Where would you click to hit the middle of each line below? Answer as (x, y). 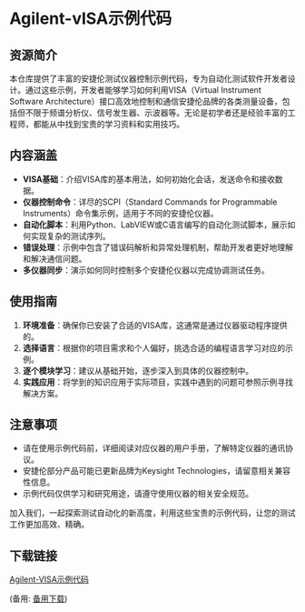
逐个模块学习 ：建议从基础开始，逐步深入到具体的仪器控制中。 (138, 370)
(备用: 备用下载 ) (39, 599)
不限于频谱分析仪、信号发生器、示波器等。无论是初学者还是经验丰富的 (156, 113)
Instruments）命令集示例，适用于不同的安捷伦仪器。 (120, 213)
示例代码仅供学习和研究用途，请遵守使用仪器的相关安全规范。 (138, 494)
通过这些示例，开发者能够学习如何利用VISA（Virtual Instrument (143, 90)
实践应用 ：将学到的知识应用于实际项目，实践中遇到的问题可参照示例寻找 (157, 382)
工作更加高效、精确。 (49, 525)
